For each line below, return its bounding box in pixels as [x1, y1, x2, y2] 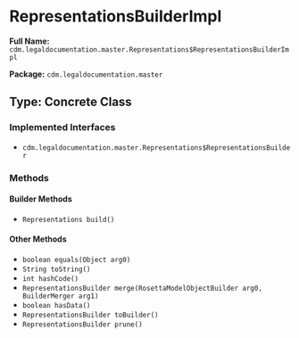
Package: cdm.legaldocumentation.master [9, 69, 163, 79]
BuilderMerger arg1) [21, 292, 99, 301]
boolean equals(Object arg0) [21, 255, 131, 264]
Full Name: [9, 36, 50, 46]
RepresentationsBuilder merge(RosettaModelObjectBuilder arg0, [21, 284, 263, 293]
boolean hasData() [21, 301, 91, 309]
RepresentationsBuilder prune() [21, 319, 143, 329]
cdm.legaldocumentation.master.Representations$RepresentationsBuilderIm [9, 45, 290, 54]
